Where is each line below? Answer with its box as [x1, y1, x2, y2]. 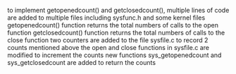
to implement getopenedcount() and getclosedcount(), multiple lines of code [7, 6, 230, 14]
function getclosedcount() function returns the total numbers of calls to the [7, 28, 225, 37]
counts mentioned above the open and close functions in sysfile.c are [7, 44, 210, 51]
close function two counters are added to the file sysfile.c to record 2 [7, 36, 209, 44]
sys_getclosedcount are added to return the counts [7, 58, 156, 66]
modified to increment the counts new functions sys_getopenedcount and [7, 51, 222, 59]
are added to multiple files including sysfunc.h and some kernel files [7, 13, 206, 22]
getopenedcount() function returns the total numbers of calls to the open [7, 21, 218, 29]
